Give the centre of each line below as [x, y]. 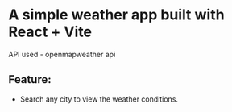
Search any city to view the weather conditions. [99, 99]
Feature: [30, 79]
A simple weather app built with [116, 15]
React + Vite [50, 32]
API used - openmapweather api [62, 54]
